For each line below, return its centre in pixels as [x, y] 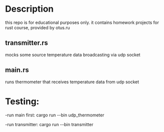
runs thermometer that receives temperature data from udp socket [72, 82]
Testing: [22, 101]
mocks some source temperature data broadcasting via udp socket [73, 55]
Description [29, 9]
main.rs [17, 70]
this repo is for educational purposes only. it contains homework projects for [82, 22]
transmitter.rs [26, 43]
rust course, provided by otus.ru [37, 27]
